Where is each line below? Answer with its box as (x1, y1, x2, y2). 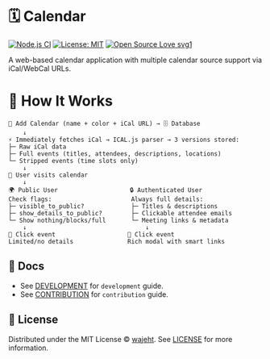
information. (8, 343, 49, 353)
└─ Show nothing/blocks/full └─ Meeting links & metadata (8, 216, 229, 224)
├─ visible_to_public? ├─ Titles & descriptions (8, 202, 218, 211)
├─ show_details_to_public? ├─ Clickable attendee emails (8, 209, 232, 217)
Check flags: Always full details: (8, 195, 204, 203)
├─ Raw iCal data (8, 143, 67, 151)
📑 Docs (8, 260, 44, 273)
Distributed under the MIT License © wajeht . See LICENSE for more (8, 334, 233, 344)
